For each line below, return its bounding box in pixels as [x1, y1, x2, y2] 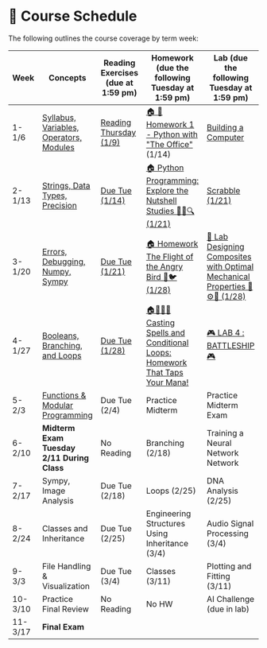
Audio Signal [206, 518, 254, 529]
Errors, [42, 246, 68, 257]
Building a [206, 122, 244, 134]
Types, [42, 190, 68, 201]
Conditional [145, 337, 189, 348]
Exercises [100, 67, 139, 78]
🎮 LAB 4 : [206, 328, 245, 339]
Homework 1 [145, 118, 195, 130]
